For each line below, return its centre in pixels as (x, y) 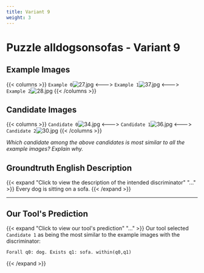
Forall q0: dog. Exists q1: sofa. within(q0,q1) (69, 252)
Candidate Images (42, 110)
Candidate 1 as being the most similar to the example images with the (93, 234)
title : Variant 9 (28, 12)
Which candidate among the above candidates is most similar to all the (96, 142)
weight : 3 (19, 18)
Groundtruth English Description (69, 168)
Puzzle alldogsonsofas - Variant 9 (93, 48)
